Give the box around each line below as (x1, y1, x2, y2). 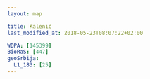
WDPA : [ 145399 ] (7, 42, 52, 49)
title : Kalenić (7, 22, 52, 30)
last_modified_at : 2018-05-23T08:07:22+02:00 (7, 29, 143, 36)
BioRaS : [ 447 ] (7, 48, 49, 56)
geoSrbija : (7, 55, 39, 62)
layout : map (7, 10, 42, 17)
